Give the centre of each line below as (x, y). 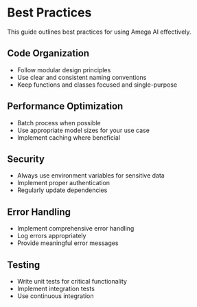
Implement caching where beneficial (69, 137)
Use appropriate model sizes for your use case (83, 130)
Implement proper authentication (63, 183)
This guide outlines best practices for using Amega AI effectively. (99, 32)
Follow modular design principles (64, 70)
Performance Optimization (65, 106)
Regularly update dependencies (62, 190)
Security (26, 159)
